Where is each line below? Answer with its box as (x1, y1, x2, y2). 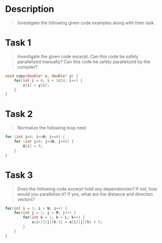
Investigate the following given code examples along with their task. (17, 20, 156, 26)
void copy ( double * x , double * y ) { (5, 73, 79, 79)
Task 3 (5, 169, 33, 181)
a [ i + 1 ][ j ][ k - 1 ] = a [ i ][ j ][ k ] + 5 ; (31, 220, 103, 225)
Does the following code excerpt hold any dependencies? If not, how (17, 186, 158, 192)
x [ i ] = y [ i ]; (23, 82, 50, 87)
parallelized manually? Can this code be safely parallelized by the (17, 58, 151, 65)
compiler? (17, 64, 38, 70)
